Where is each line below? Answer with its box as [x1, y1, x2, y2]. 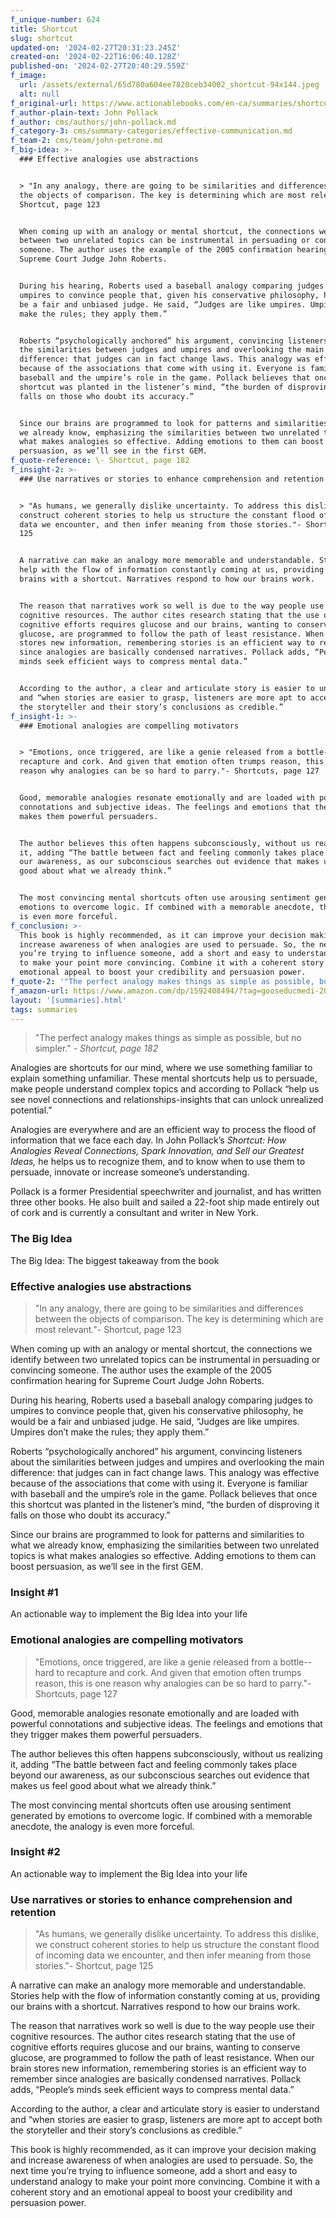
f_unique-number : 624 [10, 14, 101, 25]
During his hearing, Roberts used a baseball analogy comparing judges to [10, 1394, 313, 1406]
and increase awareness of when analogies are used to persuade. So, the [10, 2154, 314, 2166]
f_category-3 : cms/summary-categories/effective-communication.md [10, 126, 293, 136]
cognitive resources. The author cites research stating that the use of [10, 2031, 296, 2043]
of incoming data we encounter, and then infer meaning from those [34, 1949, 312, 1961]
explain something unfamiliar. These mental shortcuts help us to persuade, [10, 1072, 318, 1085]
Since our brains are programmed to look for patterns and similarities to [10, 1528, 305, 1540]
